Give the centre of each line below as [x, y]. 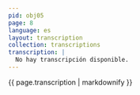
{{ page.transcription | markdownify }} [70, 82]
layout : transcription [45, 38]
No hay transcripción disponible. [72, 60]
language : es [30, 30]
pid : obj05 [26, 15]
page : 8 [21, 23]
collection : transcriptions [55, 45]
